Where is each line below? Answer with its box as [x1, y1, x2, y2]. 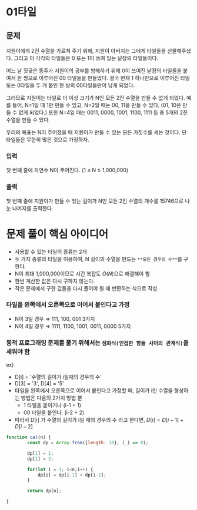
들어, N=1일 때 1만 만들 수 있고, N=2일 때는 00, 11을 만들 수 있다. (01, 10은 [12, 102, 182, 109]
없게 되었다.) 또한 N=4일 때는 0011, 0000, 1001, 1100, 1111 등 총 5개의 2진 [18, 109, 188, 116]
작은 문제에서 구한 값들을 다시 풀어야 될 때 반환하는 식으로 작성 [14, 284, 158, 291]
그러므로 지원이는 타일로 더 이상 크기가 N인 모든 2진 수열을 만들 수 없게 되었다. [6, 95, 185, 101]
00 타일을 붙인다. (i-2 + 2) [23, 409, 85, 416]
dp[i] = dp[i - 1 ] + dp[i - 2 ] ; [37, 472, 107, 478]
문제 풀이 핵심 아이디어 [6, 227, 109, 241]
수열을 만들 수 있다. [6, 116, 50, 123]
